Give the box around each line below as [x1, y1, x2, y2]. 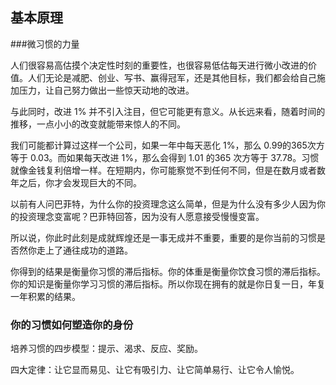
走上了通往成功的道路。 [36, 244, 133, 256]
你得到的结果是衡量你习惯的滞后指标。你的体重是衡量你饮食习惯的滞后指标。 [10, 265, 326, 277]
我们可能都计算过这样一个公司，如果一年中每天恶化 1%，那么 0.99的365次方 [10, 139, 325, 151]
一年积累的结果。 [10, 290, 81, 302]
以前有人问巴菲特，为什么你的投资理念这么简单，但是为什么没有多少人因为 [10, 198, 317, 210]
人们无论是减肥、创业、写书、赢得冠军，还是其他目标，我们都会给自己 [27, 71, 317, 83]
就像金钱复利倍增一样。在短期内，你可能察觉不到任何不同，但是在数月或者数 [10, 164, 326, 176]
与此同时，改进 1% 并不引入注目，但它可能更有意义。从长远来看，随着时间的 [10, 105, 326, 117]
